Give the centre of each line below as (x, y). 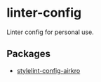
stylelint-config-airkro (48, 70)
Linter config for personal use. (50, 32)
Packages (28, 54)
